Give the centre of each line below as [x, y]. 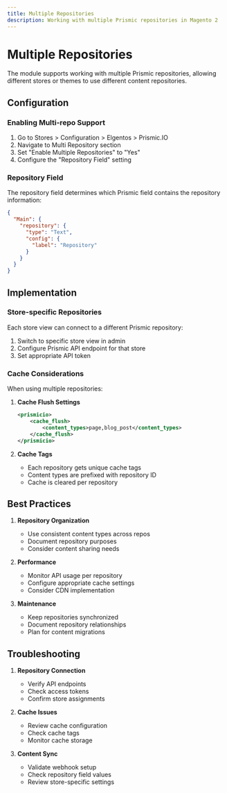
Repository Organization [53, 520]
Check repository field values [70, 775]
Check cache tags [53, 733]
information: [25, 200]
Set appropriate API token [54, 355]
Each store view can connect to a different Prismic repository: [95, 327]
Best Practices [39, 504]
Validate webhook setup [62, 767]
